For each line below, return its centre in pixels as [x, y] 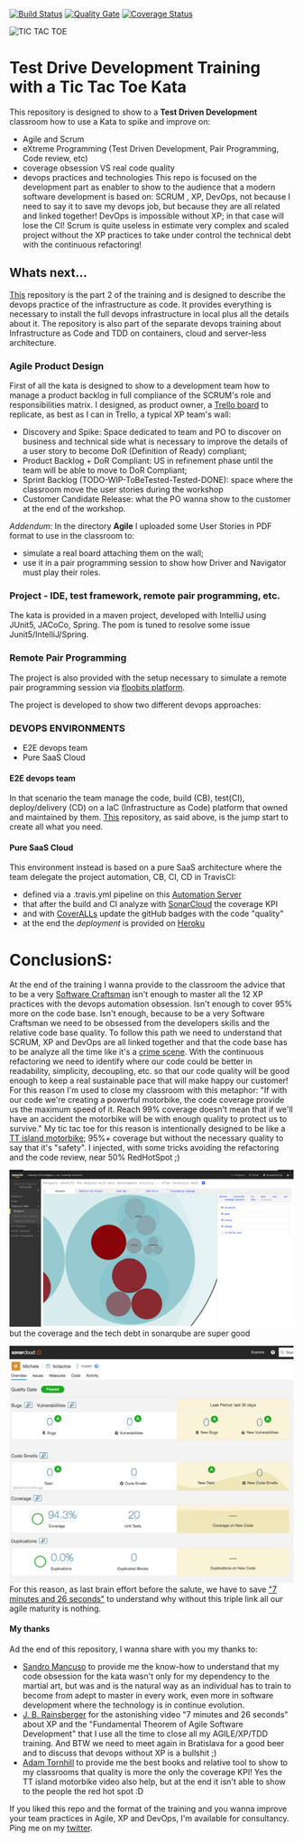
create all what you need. [56, 827]
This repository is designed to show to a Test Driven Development [133, 112]
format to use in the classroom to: [72, 536]
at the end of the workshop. [74, 509]
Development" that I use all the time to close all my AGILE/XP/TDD [145, 1734]
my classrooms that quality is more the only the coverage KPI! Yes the [152, 1772]
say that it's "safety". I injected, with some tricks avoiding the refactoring [144, 1148]
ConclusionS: [61, 960]
